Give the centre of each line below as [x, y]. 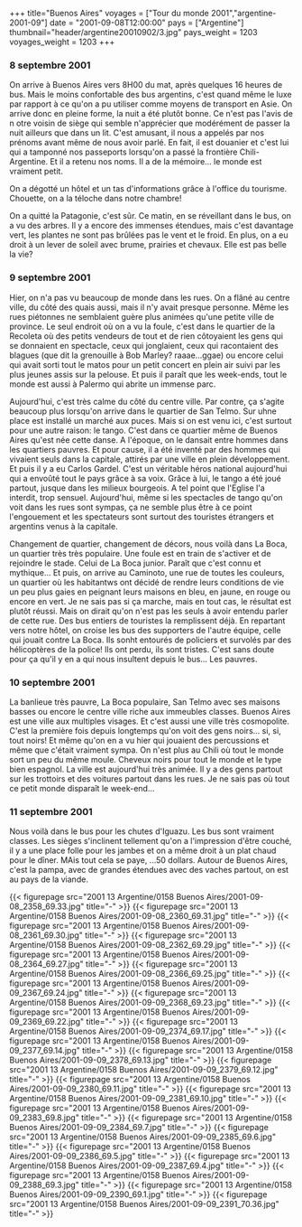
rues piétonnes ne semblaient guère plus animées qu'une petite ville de [142, 316]
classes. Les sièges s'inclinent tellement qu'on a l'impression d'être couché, [151, 841]
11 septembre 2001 [51, 811]
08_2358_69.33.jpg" [47, 906]
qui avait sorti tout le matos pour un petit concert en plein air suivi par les [145, 364]
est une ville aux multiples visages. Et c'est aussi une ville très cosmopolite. [150, 721]
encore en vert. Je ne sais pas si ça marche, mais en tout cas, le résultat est [151, 601]
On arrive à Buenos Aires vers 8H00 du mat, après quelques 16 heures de [146, 85]
